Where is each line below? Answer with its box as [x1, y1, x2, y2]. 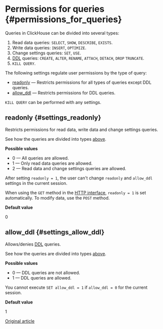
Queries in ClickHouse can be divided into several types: [5, 30, 119, 36]
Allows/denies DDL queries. [5, 241, 61, 247]
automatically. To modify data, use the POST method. [5, 195, 110, 201]
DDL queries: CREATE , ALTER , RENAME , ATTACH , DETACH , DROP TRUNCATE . [12, 55, 144, 61]
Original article [5, 318, 35, 324]
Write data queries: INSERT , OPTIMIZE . [12, 45, 87, 51]
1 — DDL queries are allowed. [12, 275, 72, 280]
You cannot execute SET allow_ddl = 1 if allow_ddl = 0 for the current [5, 284, 148, 290]
